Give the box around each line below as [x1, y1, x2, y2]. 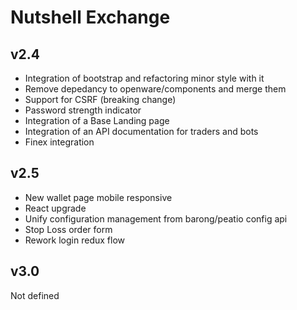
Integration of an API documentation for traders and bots [24, 126, 259, 137]
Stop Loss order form [24, 223, 113, 235]
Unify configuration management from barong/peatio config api [24, 212, 288, 225]
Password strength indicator [24, 104, 142, 116]
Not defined [10, 289, 60, 301]
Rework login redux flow [24, 234, 125, 246]
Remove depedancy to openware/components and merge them [24, 83, 287, 95]
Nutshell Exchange [10, 6, 171, 29]
